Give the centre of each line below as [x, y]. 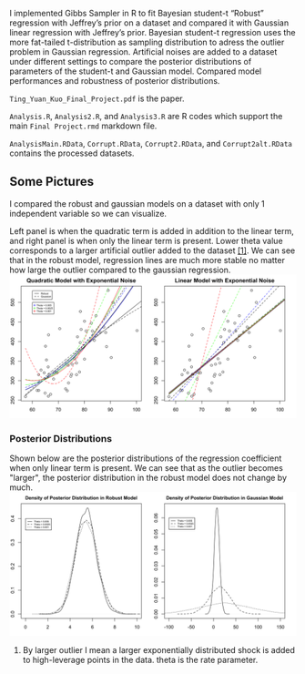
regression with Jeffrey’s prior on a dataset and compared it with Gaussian [149, 23]
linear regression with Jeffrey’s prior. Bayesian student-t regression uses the [152, 32]
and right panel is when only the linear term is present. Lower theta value [147, 240]
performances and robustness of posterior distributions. [115, 81]
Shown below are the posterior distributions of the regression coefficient [146, 458]
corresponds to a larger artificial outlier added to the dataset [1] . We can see [152, 250]
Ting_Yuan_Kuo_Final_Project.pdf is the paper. [97, 98]
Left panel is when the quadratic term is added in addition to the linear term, [152, 230]
